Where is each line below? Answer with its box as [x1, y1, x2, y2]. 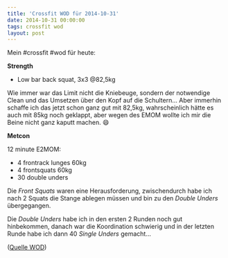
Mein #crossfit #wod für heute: [7, 49, 96, 57]
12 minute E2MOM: [7, 145, 61, 153]
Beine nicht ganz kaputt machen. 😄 [7, 119, 109, 127]
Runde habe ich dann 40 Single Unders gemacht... [7, 230, 151, 238]
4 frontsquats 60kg [17, 166, 73, 174]
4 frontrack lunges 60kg [17, 159, 87, 167]
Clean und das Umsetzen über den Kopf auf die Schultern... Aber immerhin [7, 96, 222, 105]
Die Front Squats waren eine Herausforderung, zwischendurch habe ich [7, 187, 213, 195]
